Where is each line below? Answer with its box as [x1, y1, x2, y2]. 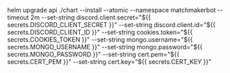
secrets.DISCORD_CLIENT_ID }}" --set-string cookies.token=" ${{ [7, 28, 193, 36]
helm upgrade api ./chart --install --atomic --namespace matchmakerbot [7, 6, 216, 14]
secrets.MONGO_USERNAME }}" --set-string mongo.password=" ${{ [7, 43, 203, 51]
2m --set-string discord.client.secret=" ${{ [30, 13, 151, 22]
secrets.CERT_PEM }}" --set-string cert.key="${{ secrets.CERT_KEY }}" [7, 58, 212, 65]
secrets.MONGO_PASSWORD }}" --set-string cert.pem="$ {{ [7, 50, 180, 58]
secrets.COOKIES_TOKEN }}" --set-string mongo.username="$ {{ [7, 35, 193, 44]
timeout [7, 13, 29, 22]
